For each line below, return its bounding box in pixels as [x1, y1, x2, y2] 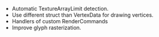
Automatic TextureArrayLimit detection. [11, 5, 109, 12]
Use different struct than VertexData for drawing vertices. [11, 11, 154, 18]
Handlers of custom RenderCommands [11, 18, 108, 24]
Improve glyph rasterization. [11, 24, 82, 31]
